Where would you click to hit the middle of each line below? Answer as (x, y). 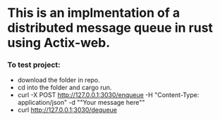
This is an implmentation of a (94, 13)
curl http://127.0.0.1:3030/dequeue (67, 110)
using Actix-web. (59, 43)
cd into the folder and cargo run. (65, 88)
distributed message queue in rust (110, 28)
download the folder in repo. (59, 80)
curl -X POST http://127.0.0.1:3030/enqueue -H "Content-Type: (108, 95)
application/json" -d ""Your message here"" (81, 103)
